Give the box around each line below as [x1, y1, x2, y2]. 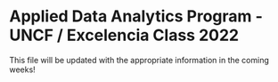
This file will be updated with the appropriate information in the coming [9, 54, 270, 65]
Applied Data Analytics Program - [9, 6, 263, 27]
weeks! [9, 64, 36, 75]
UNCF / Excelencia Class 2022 [9, 25, 239, 45]
